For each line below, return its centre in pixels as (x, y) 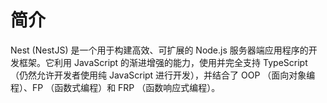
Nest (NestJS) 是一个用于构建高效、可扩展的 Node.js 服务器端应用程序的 (159, 50)
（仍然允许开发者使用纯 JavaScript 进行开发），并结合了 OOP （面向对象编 (163, 75)
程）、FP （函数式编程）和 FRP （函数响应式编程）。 (115, 87)
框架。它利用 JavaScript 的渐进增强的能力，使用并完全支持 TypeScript (163, 62)
